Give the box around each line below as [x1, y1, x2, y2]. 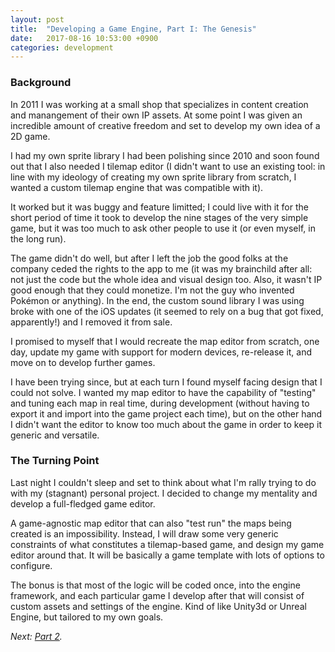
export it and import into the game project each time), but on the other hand [10, 407, 323, 420]
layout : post [10, 14, 65, 25]
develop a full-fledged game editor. [10, 497, 156, 510]
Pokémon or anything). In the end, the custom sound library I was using [10, 294, 305, 306]
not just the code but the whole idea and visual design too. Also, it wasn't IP [10, 273, 323, 285]
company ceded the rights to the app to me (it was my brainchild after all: [10, 262, 313, 275]
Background [10, 76, 72, 90]
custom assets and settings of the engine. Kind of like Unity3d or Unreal [10, 600, 307, 612]
